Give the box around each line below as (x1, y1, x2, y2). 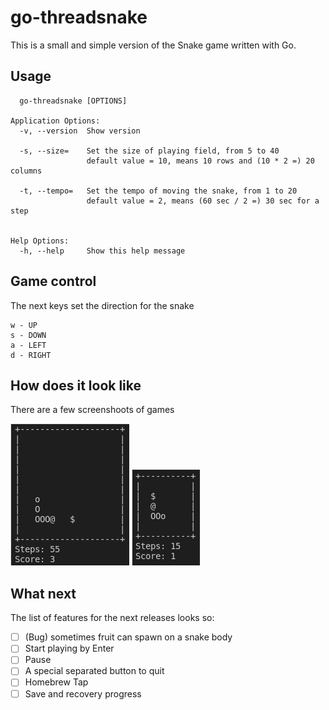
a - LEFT (10, 340, 47, 350)
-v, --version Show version (19, 126, 141, 136)
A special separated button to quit (24, 665, 165, 677)
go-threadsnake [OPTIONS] (19, 96, 128, 106)
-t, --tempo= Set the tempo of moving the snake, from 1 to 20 (19, 186, 298, 196)
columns (10, 166, 43, 176)
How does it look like (10, 377, 142, 394)
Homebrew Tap (24, 676, 89, 688)
